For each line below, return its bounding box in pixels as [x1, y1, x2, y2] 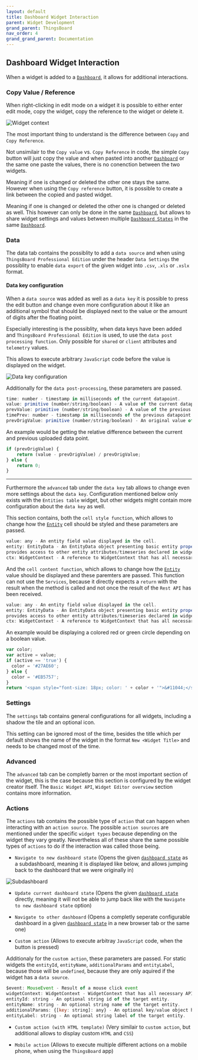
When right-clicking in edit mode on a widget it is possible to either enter [6, 101, 183, 109]
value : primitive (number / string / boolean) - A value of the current [6, 401, 178, 407]
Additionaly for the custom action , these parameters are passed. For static [6, 955, 187, 962]
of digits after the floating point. [6, 314, 83, 321]
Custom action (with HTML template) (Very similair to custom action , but [14, 1023, 191, 1031]
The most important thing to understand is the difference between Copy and [6, 131, 189, 138]
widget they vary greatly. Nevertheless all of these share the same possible [6, 837, 189, 844]
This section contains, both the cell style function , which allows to [6, 514, 173, 522]
